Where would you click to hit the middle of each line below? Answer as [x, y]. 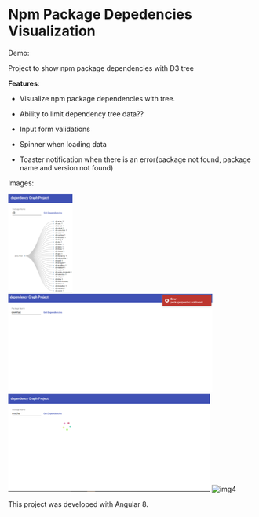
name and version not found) [66, 167]
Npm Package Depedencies [100, 15]
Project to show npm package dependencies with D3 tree [101, 68]
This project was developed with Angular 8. [78, 504]
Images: [21, 183]
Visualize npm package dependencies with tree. [97, 98]
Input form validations [55, 129]
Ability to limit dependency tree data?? [82, 114]
